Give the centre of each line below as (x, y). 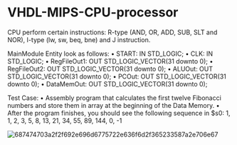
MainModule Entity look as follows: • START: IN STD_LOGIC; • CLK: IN (110, 54)
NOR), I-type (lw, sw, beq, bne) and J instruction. (79, 39)
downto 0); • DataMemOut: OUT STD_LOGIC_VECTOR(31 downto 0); (107, 84)
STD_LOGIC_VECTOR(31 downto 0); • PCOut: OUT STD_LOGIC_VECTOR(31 (117, 76)
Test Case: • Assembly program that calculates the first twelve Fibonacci (115, 98)
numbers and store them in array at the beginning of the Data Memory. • (114, 105)
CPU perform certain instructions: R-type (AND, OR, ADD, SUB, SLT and (112, 32)
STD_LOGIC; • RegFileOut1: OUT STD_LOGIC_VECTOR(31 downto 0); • (110, 61)
